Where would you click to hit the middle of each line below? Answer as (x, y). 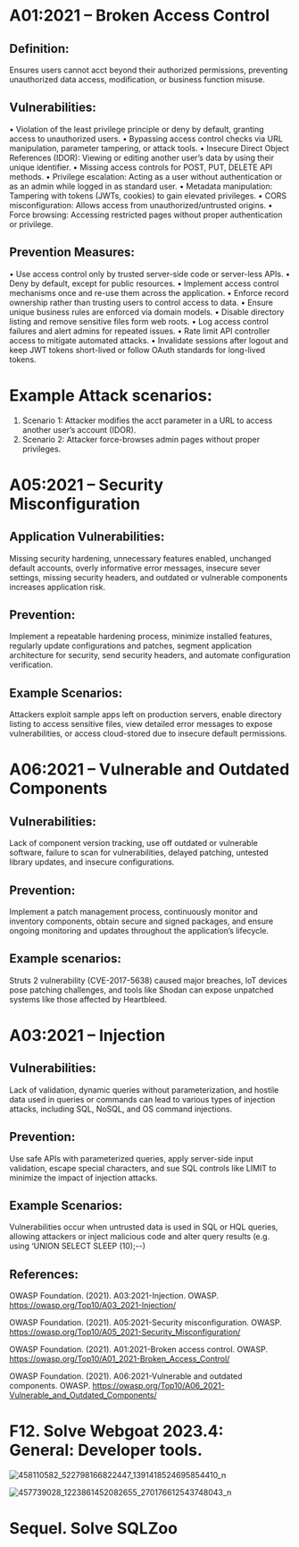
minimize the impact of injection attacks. (83, 1178)
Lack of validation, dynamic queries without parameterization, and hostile (144, 1090)
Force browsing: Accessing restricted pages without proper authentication (146, 215)
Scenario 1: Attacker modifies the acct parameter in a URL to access (147, 420)
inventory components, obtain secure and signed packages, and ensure (141, 921)
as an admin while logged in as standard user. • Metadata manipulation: (141, 186)
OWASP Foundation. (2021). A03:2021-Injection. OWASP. (114, 1296)
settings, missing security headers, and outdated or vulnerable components (149, 577)
